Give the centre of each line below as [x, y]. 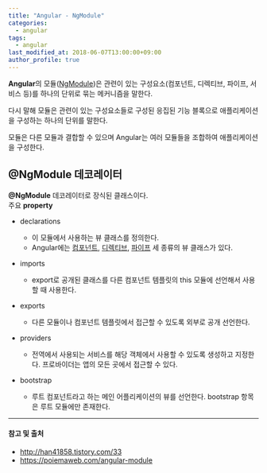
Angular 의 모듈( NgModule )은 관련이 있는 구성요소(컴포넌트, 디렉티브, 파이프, [128, 83]
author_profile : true [44, 60]
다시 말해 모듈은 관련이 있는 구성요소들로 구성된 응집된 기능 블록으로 [113, 110]
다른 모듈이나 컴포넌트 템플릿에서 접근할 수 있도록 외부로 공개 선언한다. [141, 322]
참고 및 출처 [26, 433]
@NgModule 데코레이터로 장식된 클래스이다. [78, 195]
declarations [40, 221]
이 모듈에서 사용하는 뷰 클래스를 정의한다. [95, 237]
